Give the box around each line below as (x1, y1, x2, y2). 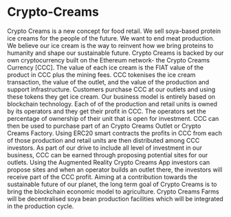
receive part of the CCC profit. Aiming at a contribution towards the (7, 172, 198, 181)
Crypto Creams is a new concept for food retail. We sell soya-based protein (7, 27, 221, 35)
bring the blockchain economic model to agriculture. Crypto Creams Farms (7, 187, 219, 196)
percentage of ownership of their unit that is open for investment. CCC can (7, 114, 219, 122)
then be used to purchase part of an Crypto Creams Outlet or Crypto (7, 122, 201, 130)
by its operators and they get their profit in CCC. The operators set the (7, 107, 206, 115)
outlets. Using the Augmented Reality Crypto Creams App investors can (7, 158, 210, 166)
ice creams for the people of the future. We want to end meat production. (7, 34, 215, 42)
